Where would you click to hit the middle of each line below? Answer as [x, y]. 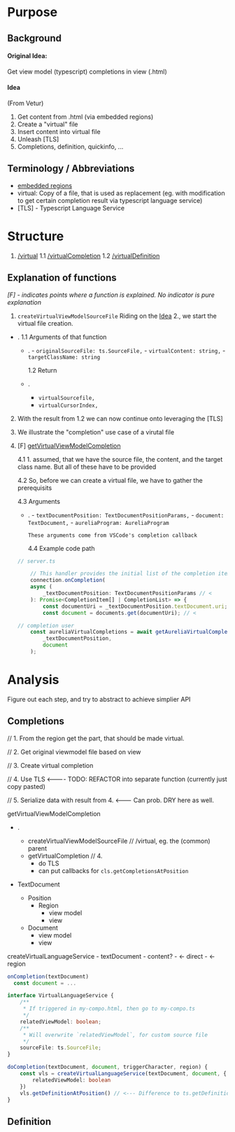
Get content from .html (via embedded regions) [85, 116]
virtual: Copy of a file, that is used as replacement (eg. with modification [121, 193]
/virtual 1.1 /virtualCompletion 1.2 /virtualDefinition [88, 255]
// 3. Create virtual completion [50, 765]
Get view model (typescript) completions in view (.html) [87, 72]
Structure [36, 236]
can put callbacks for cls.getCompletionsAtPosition [113, 870]
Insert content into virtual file [59, 131]
